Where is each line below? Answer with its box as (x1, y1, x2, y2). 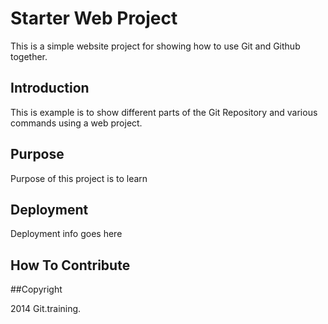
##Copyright (10, 283, 63, 296)
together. (10, 50, 48, 62)
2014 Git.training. (10, 303, 82, 315)
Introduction (10, 80, 90, 97)
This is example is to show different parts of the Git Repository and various (10, 106, 318, 118)
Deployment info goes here (10, 228, 123, 240)
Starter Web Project (10, 7, 178, 30)
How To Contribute (10, 257, 131, 274)
